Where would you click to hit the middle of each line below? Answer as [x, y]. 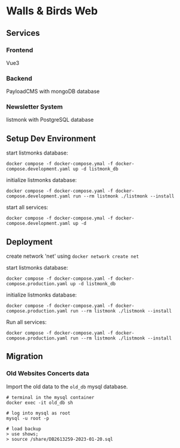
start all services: [27, 208]
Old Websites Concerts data [48, 373]
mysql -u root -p [28, 418]
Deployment [30, 242]
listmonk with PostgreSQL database [50, 120]
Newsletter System [35, 107]
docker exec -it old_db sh [40, 403]
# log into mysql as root [38, 413]
